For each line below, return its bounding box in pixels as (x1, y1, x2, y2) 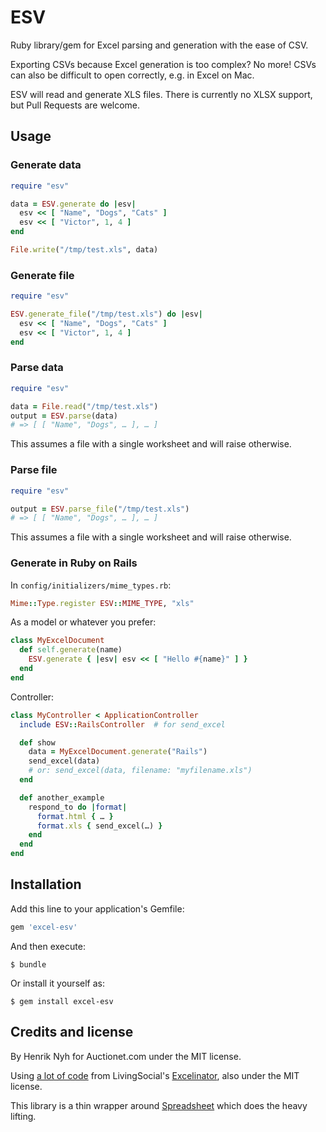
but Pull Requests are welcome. (10, 99, 141, 111)
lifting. (10, 1110, 37, 1122)
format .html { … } (36, 811, 114, 821)
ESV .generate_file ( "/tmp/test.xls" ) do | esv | (10, 309, 203, 320)
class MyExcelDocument (10, 636, 105, 646)
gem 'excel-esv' (10, 922, 78, 932)
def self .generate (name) (19, 645, 123, 655)
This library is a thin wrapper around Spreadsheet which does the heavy (10, 1099, 308, 1111)
